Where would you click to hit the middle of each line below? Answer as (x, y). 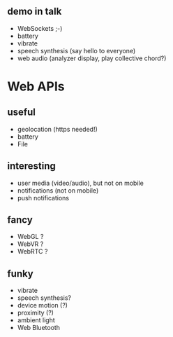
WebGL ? (30, 237)
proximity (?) (36, 313)
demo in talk (35, 12)
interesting (31, 166)
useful (22, 112)
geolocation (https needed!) (57, 129)
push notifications (43, 198)
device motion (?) (43, 305)
